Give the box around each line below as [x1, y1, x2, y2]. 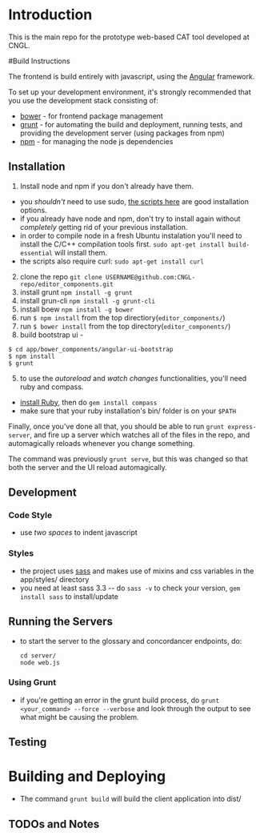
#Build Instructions [8, 56, 70, 66]
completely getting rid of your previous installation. [19, 222, 188, 231]
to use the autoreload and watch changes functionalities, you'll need [19, 373, 247, 383]
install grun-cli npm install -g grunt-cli [19, 295, 156, 305]
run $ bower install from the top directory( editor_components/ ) [19, 321, 231, 331]
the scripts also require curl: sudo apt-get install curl [19, 256, 204, 266]
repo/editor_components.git [19, 280, 114, 288]
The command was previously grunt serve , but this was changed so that [8, 454, 248, 464]
